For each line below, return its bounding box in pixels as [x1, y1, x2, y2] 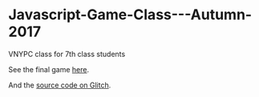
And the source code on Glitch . [8, 80, 111, 90]
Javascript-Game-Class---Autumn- [8, 6, 253, 24]
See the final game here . [8, 64, 90, 74]
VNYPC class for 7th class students [8, 49, 126, 59]
